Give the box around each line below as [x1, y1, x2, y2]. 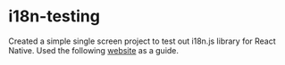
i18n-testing [8, 6, 100, 27]
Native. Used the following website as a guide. [8, 45, 180, 55]
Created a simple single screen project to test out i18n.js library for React [8, 36, 276, 46]
